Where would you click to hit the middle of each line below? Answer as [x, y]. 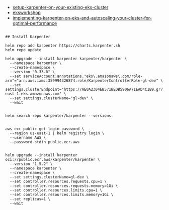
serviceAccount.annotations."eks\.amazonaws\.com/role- [83, 76]
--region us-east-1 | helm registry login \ [57, 133]
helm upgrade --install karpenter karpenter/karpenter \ [66, 59]
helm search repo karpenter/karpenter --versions [58, 116]
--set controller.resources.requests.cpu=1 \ [58, 181]
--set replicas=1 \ [30, 199]
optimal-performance [35, 23]
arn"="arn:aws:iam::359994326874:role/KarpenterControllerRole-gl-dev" [82, 81]
